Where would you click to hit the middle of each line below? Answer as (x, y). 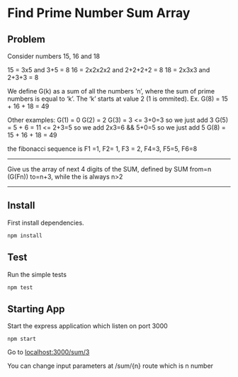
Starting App (36, 309)
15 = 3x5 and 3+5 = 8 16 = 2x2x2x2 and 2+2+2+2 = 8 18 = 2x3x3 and (109, 70)
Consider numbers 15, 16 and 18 (54, 56)
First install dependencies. (46, 223)
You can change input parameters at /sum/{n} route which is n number (110, 366)
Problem (27, 39)
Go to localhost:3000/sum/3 (49, 352)
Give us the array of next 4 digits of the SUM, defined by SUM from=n (109, 169)
